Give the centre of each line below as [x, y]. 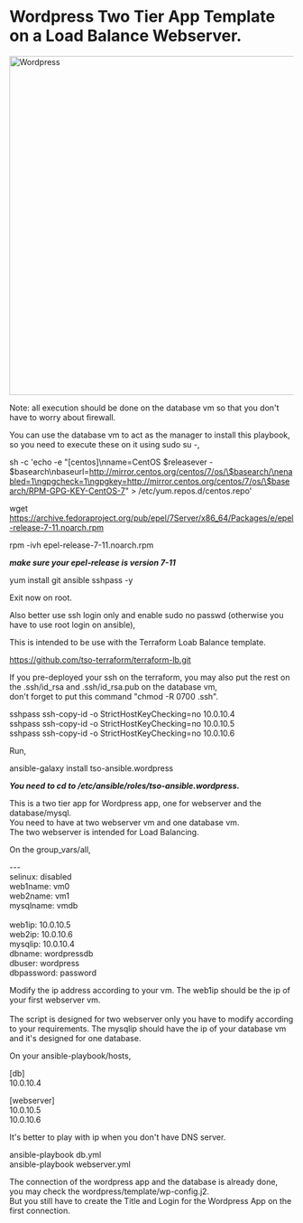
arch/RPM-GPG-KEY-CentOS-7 [68, 491]
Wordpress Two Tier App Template [142, 17]
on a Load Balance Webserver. [125, 36]
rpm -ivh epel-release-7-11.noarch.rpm [82, 545]
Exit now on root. [41, 597]
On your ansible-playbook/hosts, [70, 1056]
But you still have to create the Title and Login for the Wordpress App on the [151, 1200]
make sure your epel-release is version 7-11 [92, 562]
